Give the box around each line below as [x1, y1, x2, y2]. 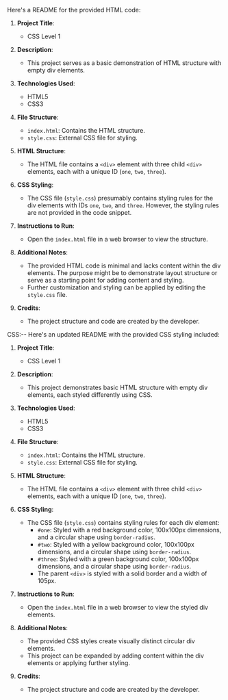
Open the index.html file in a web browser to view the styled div [27, 604, 209, 611]
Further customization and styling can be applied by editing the [27, 283, 206, 291]
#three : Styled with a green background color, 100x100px [37, 555, 199, 563]
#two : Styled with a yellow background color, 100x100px [37, 541, 195, 548]
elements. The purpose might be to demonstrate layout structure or [27, 269, 218, 276]
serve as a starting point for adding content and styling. [27, 276, 184, 284]
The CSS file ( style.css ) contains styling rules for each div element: [27, 519, 220, 526]
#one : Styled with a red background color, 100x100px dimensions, [37, 526, 222, 534]
